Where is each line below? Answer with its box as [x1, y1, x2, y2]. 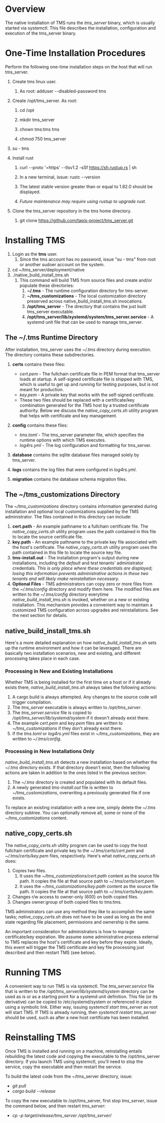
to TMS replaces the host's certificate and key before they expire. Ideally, [5, 939, 154, 945]
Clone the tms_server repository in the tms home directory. [12, 208, 132, 214]
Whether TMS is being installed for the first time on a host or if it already [5, 679, 151, 685]
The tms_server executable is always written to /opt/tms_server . [12, 704, 142, 710]
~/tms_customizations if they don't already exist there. [12, 725, 123, 731]
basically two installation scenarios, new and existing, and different [5, 650, 141, 656]
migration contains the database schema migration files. [12, 476, 127, 482]
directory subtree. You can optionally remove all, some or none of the [5, 810, 146, 816]
